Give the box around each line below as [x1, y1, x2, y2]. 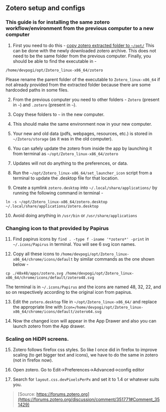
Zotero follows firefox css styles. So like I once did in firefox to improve [12, 347, 158, 353]
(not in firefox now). [12, 357, 53, 363]
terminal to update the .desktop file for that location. [12, 175, 119, 181]
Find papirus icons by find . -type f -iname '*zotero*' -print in [12, 236, 149, 242]
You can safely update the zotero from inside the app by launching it [12, 145, 152, 151]
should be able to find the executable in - [12, 58, 97, 64]
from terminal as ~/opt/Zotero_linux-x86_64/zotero [12, 150, 119, 156]
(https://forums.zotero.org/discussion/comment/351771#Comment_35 [17, 397, 160, 403]
